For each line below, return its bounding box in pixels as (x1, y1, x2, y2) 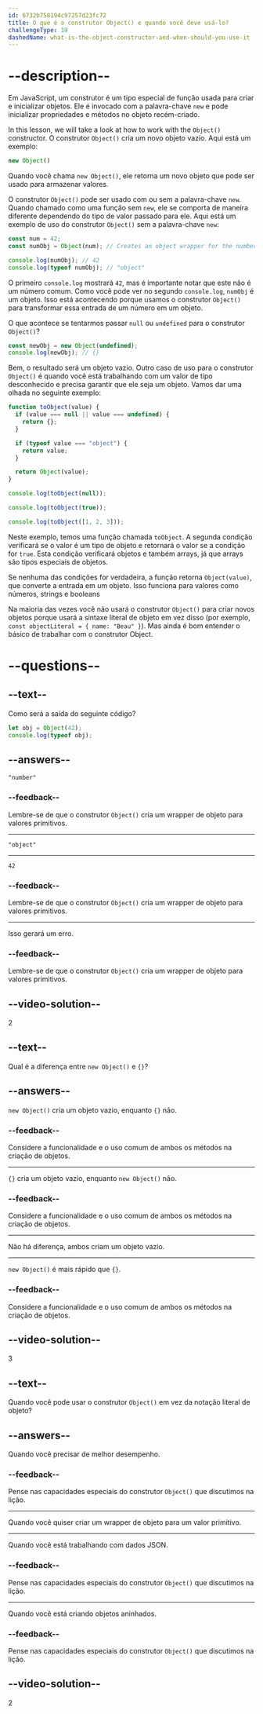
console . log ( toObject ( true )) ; (8, 504, 107, 512)
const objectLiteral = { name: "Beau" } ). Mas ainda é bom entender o (8, 621, 240, 630)
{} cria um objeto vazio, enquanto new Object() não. (8, 1174, 178, 1182)
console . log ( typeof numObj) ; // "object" (8, 264, 146, 272)
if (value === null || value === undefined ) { (15, 411, 170, 418)
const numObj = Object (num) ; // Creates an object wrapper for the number (8, 242, 258, 250)
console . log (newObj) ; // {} (8, 349, 100, 357)
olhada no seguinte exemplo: (8, 388, 102, 397)
